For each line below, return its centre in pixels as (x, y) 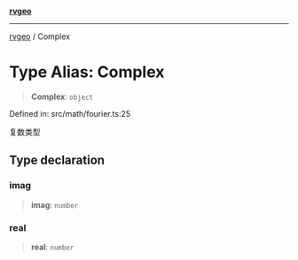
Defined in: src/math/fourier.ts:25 (70, 113)
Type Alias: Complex (87, 72)
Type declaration (57, 161)
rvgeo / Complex (40, 36)
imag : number (55, 204)
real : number (52, 247)
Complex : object (62, 96)
